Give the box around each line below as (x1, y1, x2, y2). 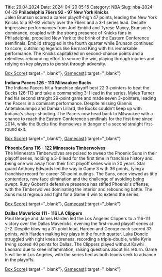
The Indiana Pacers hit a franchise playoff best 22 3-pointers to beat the (5, 85, 149, 90)
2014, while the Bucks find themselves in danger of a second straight (5, 121, 143, 127)
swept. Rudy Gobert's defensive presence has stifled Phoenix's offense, (5, 181, 149, 187)
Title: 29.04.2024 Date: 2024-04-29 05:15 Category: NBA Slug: (5, 4, 132, 10)
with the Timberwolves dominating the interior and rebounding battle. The (5, 187, 153, 192)
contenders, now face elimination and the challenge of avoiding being (5, 176, 145, 182)
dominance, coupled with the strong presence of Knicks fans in (5, 30, 132, 35)
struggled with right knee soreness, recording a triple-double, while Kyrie (5, 236, 151, 242)
